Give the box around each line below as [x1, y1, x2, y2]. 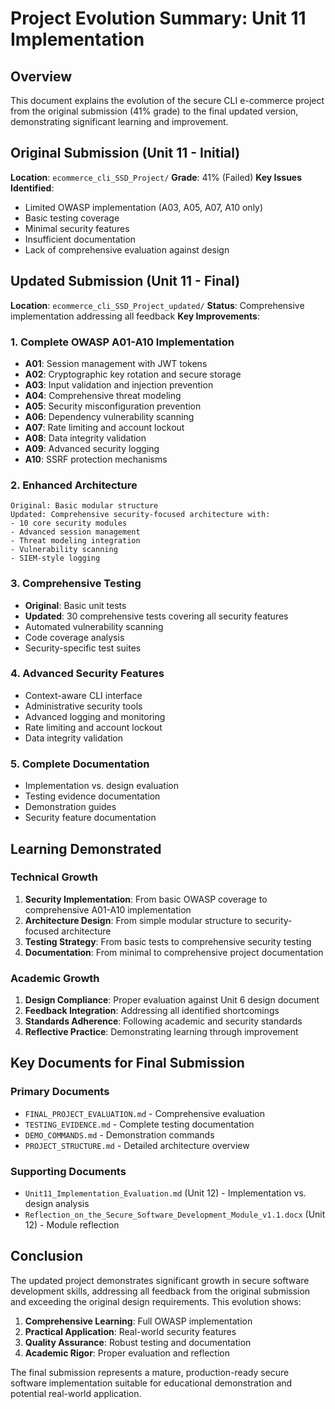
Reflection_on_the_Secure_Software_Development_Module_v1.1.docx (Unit [24, 1208, 326, 1221]
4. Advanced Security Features [10, 667, 165, 681]
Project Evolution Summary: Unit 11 [10, 7, 307, 30]
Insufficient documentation [24, 233, 137, 245]
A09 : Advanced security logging [24, 442, 160, 454]
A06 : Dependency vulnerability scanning [24, 410, 195, 422]
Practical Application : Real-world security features [24, 1325, 237, 1337]
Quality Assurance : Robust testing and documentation [24, 1336, 252, 1348]
